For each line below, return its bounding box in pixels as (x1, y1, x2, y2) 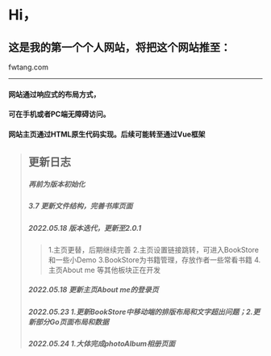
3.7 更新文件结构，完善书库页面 (27, 201, 133, 211)
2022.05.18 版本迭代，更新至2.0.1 (27, 223, 142, 232)
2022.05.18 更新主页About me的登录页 (27, 285, 159, 295)
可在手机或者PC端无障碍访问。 (8, 109, 110, 119)
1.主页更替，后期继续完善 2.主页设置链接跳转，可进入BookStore (48, 245, 260, 254)
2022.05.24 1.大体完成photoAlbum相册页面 (27, 339, 176, 349)
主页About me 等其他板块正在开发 (48, 265, 161, 274)
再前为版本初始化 (27, 179, 85, 189)
